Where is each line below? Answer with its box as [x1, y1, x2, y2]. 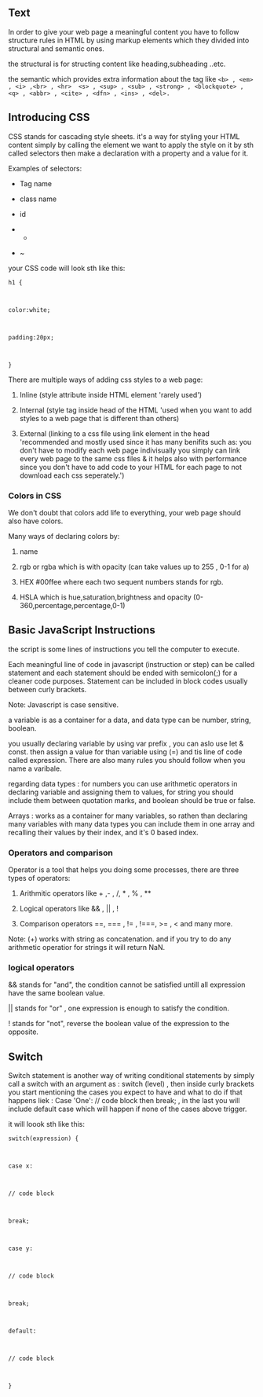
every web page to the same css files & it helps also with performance [19, 453, 247, 463]
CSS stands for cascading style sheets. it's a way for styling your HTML [8, 131, 241, 141]
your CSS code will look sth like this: [8, 263, 126, 273]
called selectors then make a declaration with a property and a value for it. [8, 148, 249, 158]
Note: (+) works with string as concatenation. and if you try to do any [8, 934, 232, 944]
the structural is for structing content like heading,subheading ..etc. [8, 59, 226, 68]
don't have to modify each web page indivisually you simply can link [19, 445, 241, 455]
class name [19, 194, 57, 203]
